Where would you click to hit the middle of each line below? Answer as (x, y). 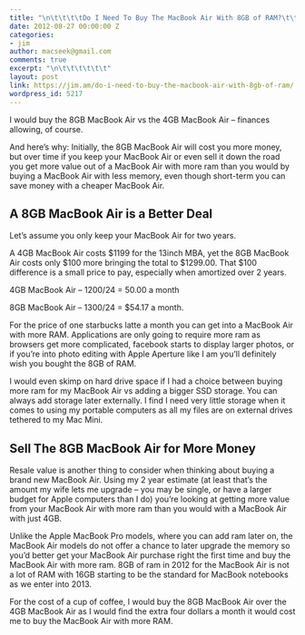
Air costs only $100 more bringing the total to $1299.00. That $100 (133, 263)
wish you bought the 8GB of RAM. (73, 364)
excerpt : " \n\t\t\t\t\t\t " (60, 69)
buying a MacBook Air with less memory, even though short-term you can (148, 176)
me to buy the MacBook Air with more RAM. (91, 621)
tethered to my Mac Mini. (56, 420)
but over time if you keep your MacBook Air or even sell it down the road (145, 156)
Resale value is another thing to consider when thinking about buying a (142, 470)
